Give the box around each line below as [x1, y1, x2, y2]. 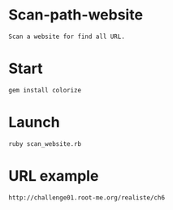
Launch [8, 114, 60, 131]
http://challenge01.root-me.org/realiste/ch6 [8, 193, 165, 202]
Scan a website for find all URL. [8, 32, 126, 41]
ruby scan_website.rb [8, 139, 82, 148]
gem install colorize [8, 86, 82, 94]
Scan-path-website [8, 6, 144, 24]
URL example [8, 167, 99, 185]
